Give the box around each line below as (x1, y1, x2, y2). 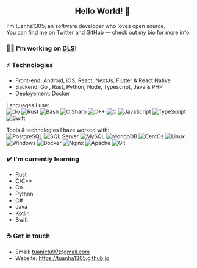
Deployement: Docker (15, 90, 70, 97)
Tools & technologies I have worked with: (6, 126, 110, 134)
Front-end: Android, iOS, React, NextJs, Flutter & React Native (15, 77, 171, 84)
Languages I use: (6, 102, 50, 109)
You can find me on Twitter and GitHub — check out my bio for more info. (6, 29, 191, 36)
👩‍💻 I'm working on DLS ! (6, 44, 77, 52)
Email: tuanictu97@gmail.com (15, 248, 90, 255)
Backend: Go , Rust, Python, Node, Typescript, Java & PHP (15, 83, 163, 91)
